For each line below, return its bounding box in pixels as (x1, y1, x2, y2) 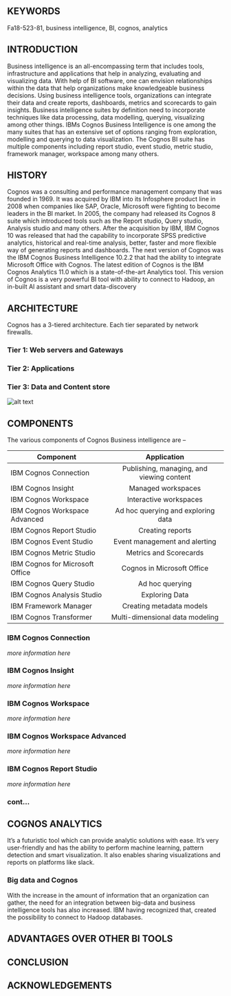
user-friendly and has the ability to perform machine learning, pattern (7, 843, 204, 852)
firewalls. (7, 328, 33, 336)
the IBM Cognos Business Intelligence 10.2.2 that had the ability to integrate (7, 254, 221, 262)
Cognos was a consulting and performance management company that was (7, 188, 222, 196)
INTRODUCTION (7, 44, 78, 56)
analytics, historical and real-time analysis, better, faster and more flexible (7, 239, 217, 247)
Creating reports (138, 526, 192, 535)
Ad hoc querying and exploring (115, 506, 215, 516)
